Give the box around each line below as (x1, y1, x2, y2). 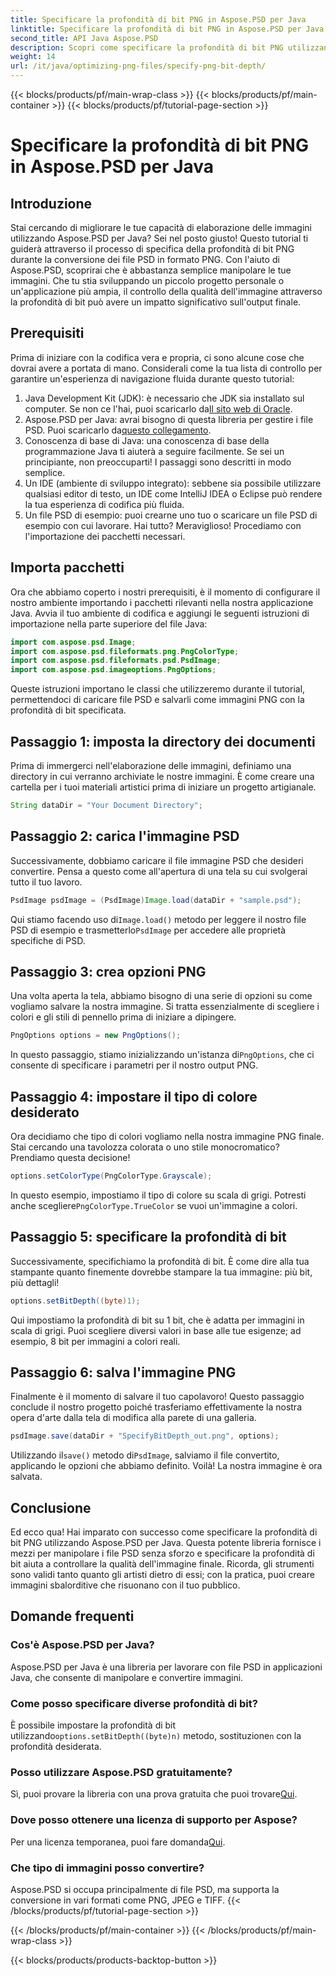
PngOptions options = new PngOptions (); (10, 1031, 182, 1041)
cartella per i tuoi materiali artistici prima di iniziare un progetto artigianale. (10, 781, 317, 793)
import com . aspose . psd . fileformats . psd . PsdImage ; (10, 656, 222, 666)
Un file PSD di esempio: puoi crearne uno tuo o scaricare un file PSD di (24, 509, 318, 521)
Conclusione (10, 1499, 92, 1516)
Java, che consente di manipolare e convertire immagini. (10, 1671, 244, 1683)
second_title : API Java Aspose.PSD (10, 33, 159, 43)
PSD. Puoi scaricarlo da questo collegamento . (24, 424, 212, 436)
